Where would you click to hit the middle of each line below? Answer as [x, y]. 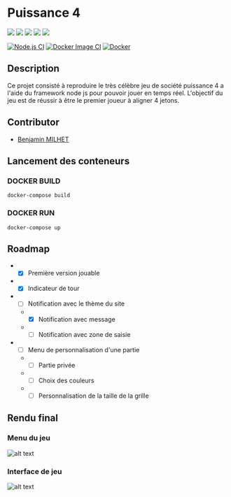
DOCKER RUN [31, 213]
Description [33, 69]
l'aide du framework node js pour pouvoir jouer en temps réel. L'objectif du [115, 93]
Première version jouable [64, 273]
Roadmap [29, 249]
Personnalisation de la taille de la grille [93, 396]
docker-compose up [34, 228]
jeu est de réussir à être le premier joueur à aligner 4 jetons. [93, 100]
